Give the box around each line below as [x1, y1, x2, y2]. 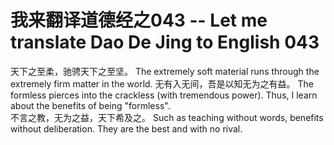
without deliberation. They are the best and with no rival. [10, 122, 243, 135]
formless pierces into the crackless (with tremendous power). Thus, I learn [10, 89, 318, 101]
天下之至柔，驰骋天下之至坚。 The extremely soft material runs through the [10, 65, 320, 77]
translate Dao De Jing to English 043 [10, 31, 320, 54]
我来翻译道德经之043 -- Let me [10, 9, 268, 32]
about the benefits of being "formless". [10, 99, 171, 111]
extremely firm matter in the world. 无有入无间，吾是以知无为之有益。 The [10, 77, 315, 90]
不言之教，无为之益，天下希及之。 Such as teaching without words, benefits [10, 111, 324, 123]
